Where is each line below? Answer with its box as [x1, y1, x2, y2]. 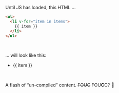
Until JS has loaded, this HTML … [5, 5, 76, 10]
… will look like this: [5, 52, 47, 58]
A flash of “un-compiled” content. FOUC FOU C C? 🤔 [5, 82, 114, 88]
